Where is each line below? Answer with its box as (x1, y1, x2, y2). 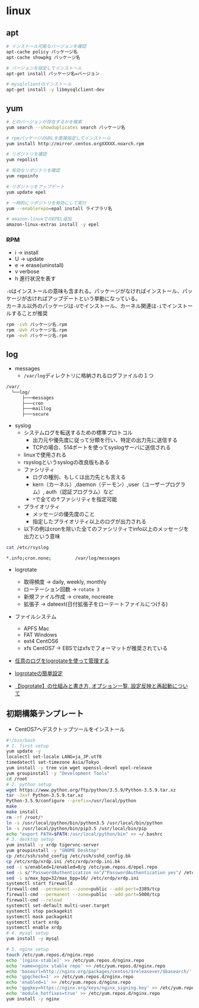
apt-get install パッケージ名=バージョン (6, 71, 100, 76)
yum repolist (6, 157, 38, 163)
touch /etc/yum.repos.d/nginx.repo (6, 952, 94, 958)
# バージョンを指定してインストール (6, 65, 82, 71)
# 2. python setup (6, 781, 52, 788)
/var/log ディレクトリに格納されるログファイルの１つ (23, 372, 154, 379)
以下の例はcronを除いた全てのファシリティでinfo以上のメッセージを (23, 526, 190, 533)
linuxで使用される (23, 452, 67, 459)
